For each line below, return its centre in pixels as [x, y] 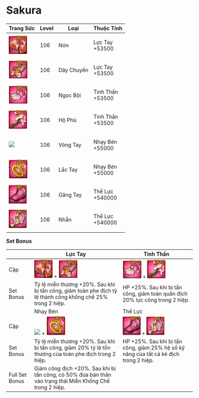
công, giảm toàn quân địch [155, 294]
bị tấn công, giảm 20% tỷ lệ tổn [72, 348]
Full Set [18, 374]
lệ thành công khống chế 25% [71, 297]
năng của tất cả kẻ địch [151, 354]
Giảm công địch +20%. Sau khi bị [75, 368]
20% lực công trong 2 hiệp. [156, 300]
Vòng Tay [70, 145]
